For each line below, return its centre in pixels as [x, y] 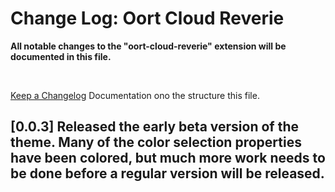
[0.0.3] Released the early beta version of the [155, 127]
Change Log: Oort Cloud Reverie [147, 18]
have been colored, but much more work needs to [168, 158]
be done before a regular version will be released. [167, 173]
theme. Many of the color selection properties [156, 142]
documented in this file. [61, 56]
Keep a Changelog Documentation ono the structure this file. [135, 95]
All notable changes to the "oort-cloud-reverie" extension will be [148, 46]
